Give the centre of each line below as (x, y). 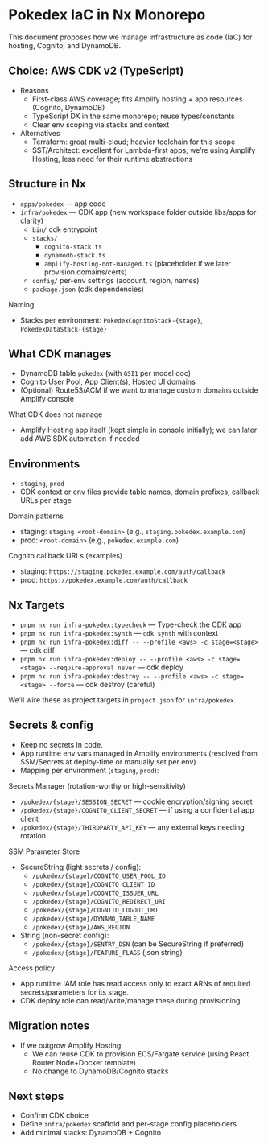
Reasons (35, 90)
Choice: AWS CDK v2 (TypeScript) (96, 71)
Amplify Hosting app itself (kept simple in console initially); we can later (138, 430)
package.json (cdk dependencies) (88, 289)
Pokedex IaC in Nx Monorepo (107, 15)
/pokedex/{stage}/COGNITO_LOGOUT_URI (95, 910)
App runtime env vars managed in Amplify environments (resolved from (138, 753)
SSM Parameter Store (44, 851)
